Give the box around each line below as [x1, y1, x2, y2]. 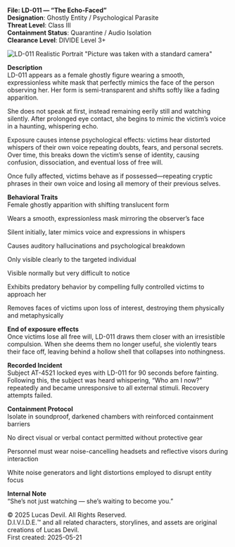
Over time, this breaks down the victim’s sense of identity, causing [7, 151, 200, 159]
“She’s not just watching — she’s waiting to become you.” [7, 497, 174, 505]
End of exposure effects [7, 325, 80, 333]
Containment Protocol [7, 405, 73, 413]
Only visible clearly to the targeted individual [7, 256, 136, 263]
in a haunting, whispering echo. [7, 122, 99, 130]
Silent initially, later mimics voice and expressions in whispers [7, 228, 186, 236]
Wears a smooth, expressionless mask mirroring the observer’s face [7, 215, 205, 222]
